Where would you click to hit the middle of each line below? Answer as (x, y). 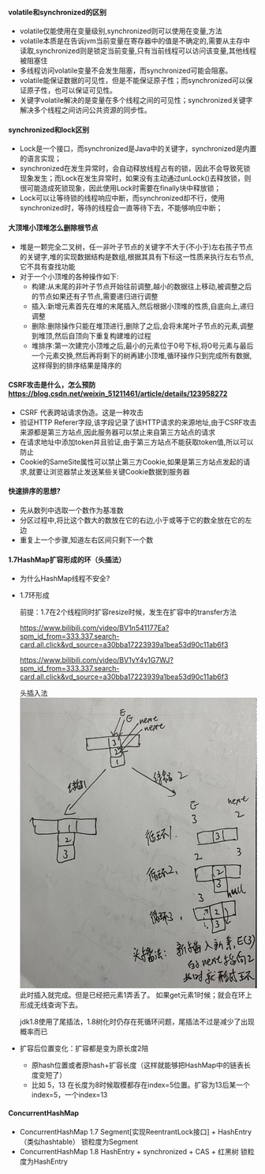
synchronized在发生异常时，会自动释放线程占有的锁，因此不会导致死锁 (135, 168)
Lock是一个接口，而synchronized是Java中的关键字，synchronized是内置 (138, 149)
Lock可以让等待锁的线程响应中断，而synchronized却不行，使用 (122, 198)
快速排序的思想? (34, 491)
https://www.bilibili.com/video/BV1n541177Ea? (94, 628)
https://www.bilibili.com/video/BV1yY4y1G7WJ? (96, 660)
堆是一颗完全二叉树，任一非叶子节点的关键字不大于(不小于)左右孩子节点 (136, 247)
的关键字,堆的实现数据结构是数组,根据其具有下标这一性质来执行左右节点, (136, 256)
